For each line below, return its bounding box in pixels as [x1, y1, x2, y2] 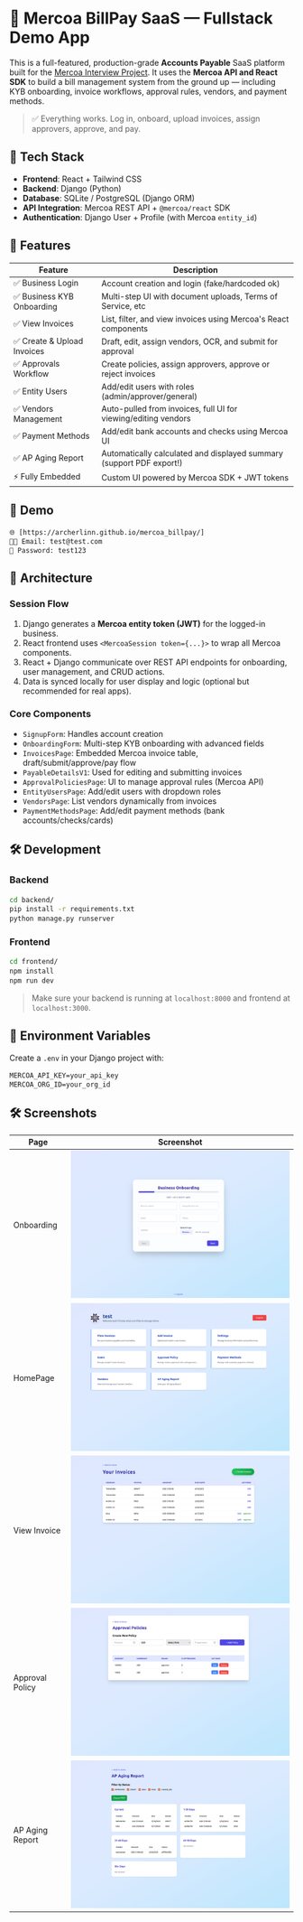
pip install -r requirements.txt [9, 905, 135, 914]
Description [172, 265, 218, 275]
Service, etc [101, 301, 146, 312]
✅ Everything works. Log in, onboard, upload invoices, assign [31, 113, 261, 124]
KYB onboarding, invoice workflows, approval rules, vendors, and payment [9, 86, 288, 97]
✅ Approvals [13, 359, 60, 369]
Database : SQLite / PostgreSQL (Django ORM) [22, 192, 196, 203]
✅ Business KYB [13, 291, 74, 302]
